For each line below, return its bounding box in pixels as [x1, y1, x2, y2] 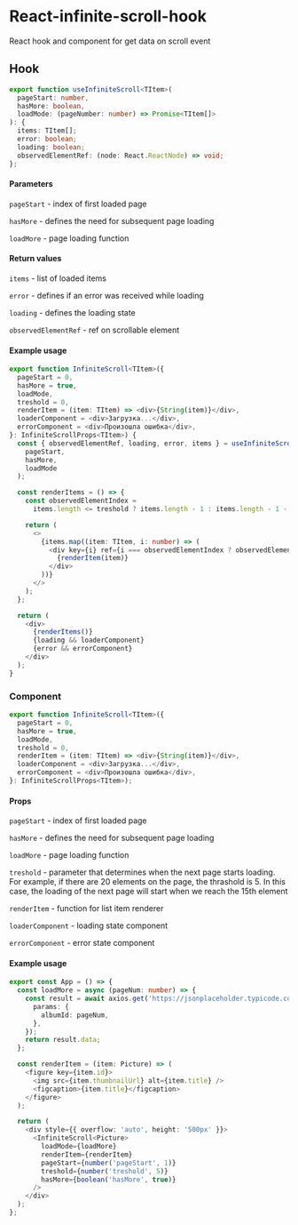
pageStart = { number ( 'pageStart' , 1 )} [41, 1158, 176, 1167]
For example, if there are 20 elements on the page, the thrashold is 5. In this [9, 877, 286, 887]
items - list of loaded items [9, 273, 106, 284]
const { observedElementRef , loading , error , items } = [17, 438, 228, 448]
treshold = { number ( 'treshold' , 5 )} [41, 1166, 169, 1175]
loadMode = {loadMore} [41, 1142, 117, 1151]
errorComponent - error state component [9, 938, 155, 949]
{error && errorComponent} [32, 645, 133, 653]
